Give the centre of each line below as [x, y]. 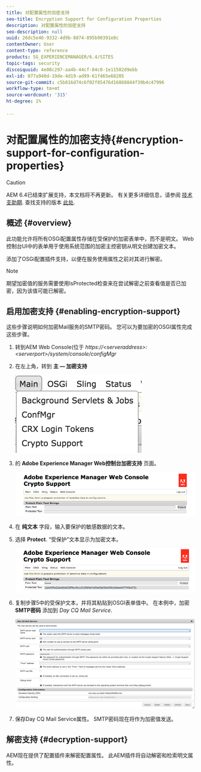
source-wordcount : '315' [37, 95]
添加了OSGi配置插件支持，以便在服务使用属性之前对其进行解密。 [86, 259]
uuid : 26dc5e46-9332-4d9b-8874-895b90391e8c [63, 38]
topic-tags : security [33, 63]
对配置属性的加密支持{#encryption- [95, 139]
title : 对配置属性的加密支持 [38, 13]
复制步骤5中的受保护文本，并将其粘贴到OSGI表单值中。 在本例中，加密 [102, 602]
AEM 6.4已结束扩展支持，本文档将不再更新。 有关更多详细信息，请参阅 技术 [99, 194]
